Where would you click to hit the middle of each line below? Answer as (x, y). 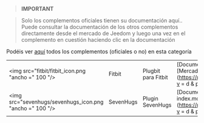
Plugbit (151, 71)
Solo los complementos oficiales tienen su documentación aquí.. (102, 20)
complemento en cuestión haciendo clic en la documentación (98, 40)
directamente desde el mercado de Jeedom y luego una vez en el (103, 33)
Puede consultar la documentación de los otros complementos (100, 27)
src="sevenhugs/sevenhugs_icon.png (56, 102)
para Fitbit (155, 77)
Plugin (151, 98)
